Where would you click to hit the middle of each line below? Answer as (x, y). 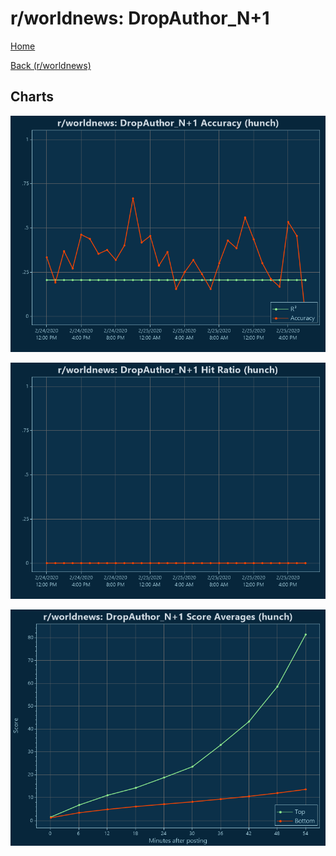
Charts (32, 97)
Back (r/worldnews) (51, 65)
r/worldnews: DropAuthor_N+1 (140, 18)
